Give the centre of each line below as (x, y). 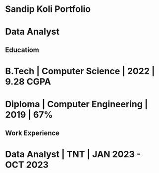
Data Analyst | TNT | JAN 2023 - (73, 154)
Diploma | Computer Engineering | (77, 104)
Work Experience (32, 133)
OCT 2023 (27, 165)
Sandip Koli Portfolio (48, 9)
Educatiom (22, 50)
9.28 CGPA (28, 81)
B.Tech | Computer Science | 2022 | (80, 71)
